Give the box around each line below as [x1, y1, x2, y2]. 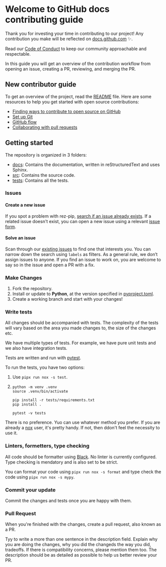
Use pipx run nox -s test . [12, 374, 68, 380]
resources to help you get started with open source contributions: [5, 98, 140, 105]
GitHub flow [12, 119, 37, 125]
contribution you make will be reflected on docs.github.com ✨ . [5, 36, 133, 42]
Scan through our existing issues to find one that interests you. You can [5, 246, 151, 252]
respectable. [5, 51, 31, 57]
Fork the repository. [12, 286, 53, 292]
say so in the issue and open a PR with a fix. [5, 262, 95, 268]
